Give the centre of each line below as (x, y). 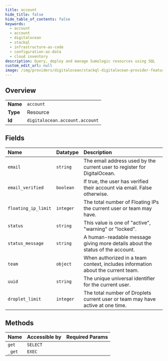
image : (12, 71)
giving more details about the (118, 243)
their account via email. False (117, 187)
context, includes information (118, 264)
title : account (21, 10)
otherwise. (96, 194)
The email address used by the (119, 161)
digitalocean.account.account (63, 120)
